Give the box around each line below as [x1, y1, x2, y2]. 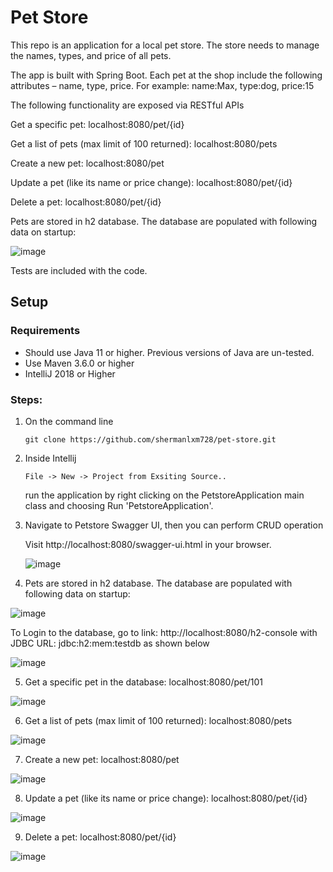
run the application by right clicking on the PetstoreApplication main [24, 489, 305, 501]
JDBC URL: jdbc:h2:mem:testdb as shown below [10, 637, 210, 649]
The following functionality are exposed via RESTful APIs [10, 99, 245, 111]
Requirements [10, 324, 81, 338]
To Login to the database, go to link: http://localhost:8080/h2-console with [10, 626, 318, 638]
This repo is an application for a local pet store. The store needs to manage [10, 39, 320, 51]
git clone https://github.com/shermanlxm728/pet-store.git [24, 434, 277, 445]
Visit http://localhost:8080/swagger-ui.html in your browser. [24, 538, 272, 550]
